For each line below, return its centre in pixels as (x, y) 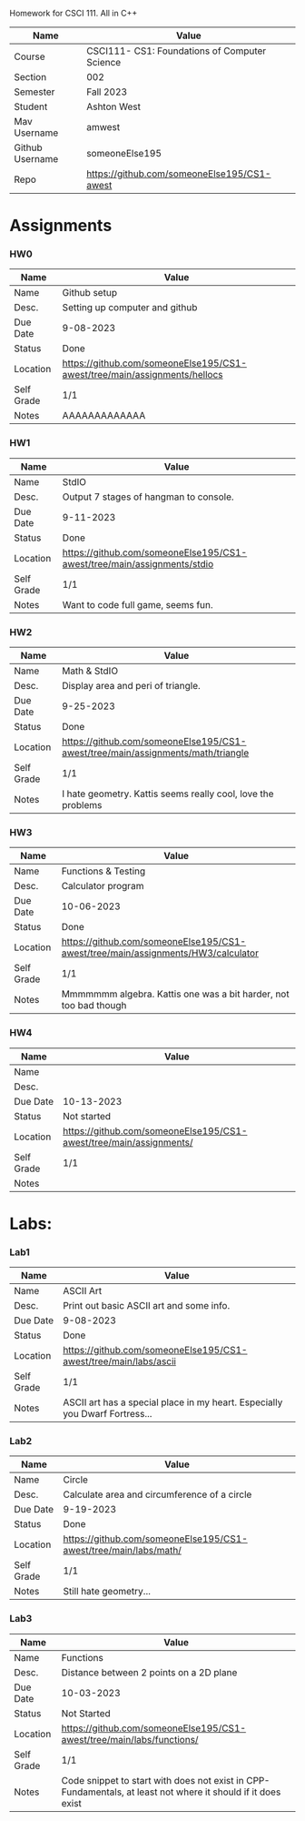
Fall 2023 (107, 92)
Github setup (90, 293)
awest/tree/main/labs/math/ (122, 1551)
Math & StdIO (90, 671)
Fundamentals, (93, 1792)
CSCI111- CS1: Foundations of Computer (176, 51)
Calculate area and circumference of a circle (157, 1494)
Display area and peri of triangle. (132, 686)
